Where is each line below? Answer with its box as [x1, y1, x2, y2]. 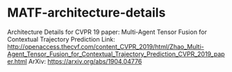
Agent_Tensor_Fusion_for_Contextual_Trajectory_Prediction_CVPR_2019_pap [7, 50, 225, 58]
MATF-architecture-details [7, 5, 166, 21]
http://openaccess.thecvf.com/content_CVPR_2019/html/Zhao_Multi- [7, 42, 204, 51]
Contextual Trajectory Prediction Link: [7, 35, 116, 43]
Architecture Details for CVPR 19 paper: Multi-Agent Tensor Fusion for [7, 28, 207, 36]
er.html [7, 57, 28, 65]
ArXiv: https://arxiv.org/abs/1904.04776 [28, 57, 142, 65]
